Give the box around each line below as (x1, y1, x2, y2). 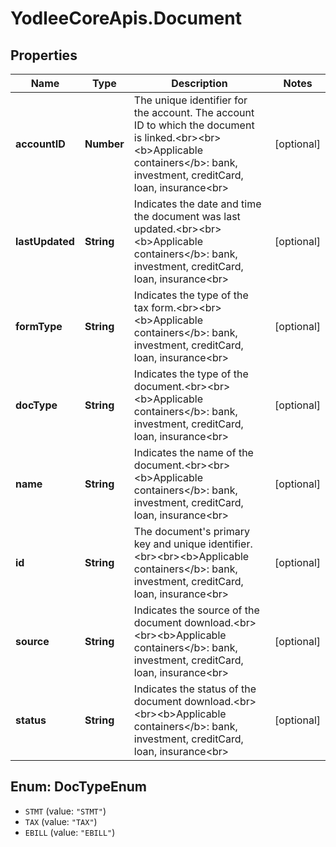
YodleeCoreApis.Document (10, 7, 242, 30)
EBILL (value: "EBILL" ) (24, 826, 116, 838)
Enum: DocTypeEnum (10, 778, 147, 796)
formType (15, 320, 63, 333)
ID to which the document (133, 118, 255, 132)
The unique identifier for (133, 93, 248, 107)
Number (84, 137, 125, 151)
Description (171, 77, 228, 90)
